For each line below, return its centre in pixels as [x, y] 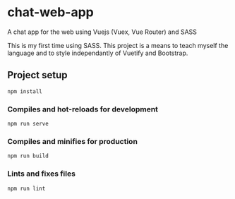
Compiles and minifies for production [72, 141]
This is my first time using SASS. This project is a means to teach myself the [118, 45]
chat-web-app [50, 12]
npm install [25, 91]
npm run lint [26, 188]
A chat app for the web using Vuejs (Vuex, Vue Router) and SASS [102, 32]
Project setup [38, 75]
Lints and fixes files [42, 174]
